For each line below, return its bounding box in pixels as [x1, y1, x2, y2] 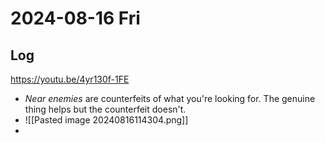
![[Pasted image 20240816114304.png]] [24, 114, 189, 126]
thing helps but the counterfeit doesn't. [24, 103, 187, 115]
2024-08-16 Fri [10, 7, 141, 30]
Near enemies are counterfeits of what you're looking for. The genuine [24, 93, 316, 104]
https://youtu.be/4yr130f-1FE [10, 73, 130, 85]
